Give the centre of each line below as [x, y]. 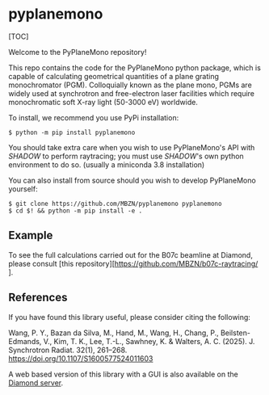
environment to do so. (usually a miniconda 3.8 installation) [107, 164]
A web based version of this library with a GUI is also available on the [123, 374]
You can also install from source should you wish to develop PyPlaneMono [132, 180]
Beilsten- [235, 333]
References [38, 298]
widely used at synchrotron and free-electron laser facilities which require [132, 93]
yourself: [23, 189]
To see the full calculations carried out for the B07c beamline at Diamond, [130, 254]
